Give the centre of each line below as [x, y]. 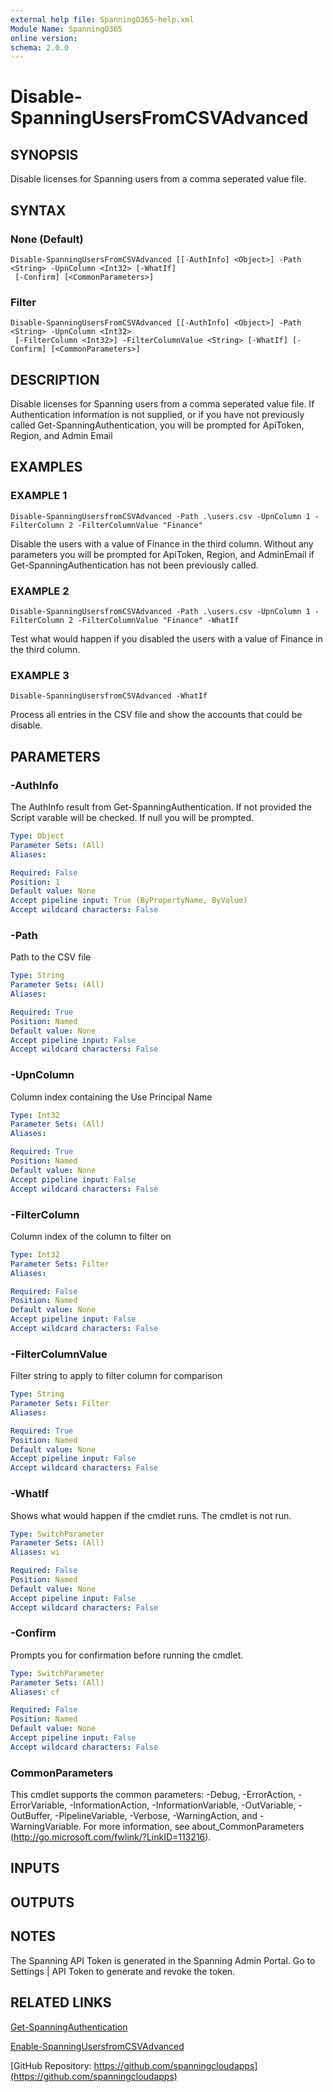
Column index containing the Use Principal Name [111, 1097]
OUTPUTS [42, 1902]
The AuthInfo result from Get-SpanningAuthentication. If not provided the [161, 807]
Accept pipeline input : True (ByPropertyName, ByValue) [129, 901]
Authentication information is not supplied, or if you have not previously [157, 415]
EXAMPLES [46, 467]
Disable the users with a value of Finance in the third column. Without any [162, 543]
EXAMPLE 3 [40, 675]
